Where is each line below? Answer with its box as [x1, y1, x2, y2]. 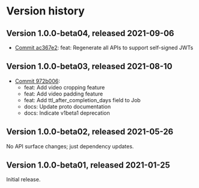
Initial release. [6, 176, 41, 183]
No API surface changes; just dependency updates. [6, 142, 134, 150]
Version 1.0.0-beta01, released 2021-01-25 [6, 160, 170, 171]
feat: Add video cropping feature [23, 83, 105, 91]
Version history [6, 4, 85, 18]
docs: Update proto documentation [23, 103, 111, 110]
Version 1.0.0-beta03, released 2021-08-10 [6, 61, 173, 71]
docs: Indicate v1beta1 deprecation [23, 109, 110, 117]
